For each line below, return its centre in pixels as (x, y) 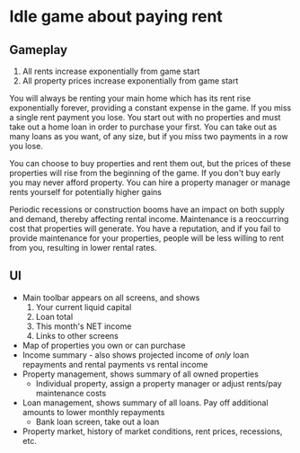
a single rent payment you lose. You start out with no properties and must (145, 117)
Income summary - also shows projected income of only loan (136, 355)
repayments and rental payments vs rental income (115, 364)
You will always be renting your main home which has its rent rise (130, 98)
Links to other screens (77, 335)
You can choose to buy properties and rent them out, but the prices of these (150, 163)
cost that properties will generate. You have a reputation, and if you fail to (145, 228)
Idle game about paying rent (116, 17)
